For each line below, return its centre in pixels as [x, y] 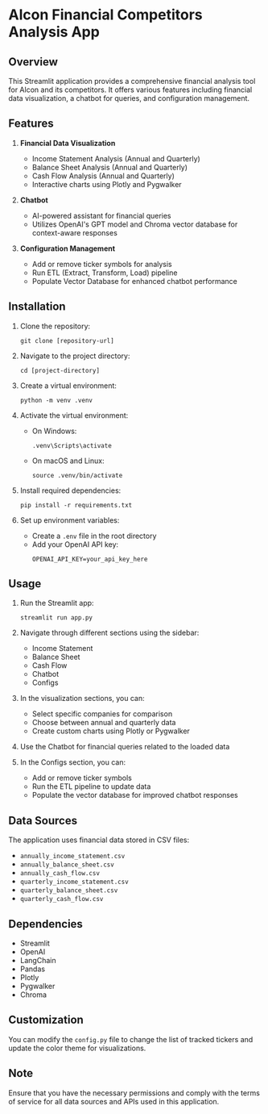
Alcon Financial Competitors [105, 15]
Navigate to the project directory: [75, 356]
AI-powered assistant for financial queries [101, 215]
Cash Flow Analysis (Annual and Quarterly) [103, 176]
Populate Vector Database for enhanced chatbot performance [134, 281]
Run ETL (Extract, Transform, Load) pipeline [105, 273]
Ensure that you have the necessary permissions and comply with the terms [134, 1093]
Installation [37, 307]
